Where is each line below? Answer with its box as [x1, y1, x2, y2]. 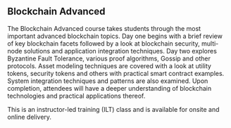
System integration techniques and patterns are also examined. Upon [7, 77, 208, 85]
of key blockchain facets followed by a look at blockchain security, [7, 39, 201, 48]
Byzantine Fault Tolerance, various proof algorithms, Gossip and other [7, 54, 211, 63]
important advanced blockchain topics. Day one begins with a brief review [7, 32, 223, 40]
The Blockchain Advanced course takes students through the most [7, 24, 201, 32]
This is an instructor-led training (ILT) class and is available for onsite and [7, 105, 220, 113]
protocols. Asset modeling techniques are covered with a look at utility [7, 61, 211, 70]
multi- [201, 39, 219, 48]
